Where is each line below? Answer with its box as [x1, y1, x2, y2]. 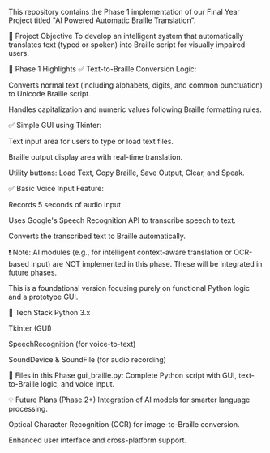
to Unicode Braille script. [8, 89, 91, 98]
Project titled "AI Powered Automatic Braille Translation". [8, 15, 196, 25]
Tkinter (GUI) [8, 323, 53, 333]
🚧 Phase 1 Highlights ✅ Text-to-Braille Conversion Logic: [8, 64, 197, 74]
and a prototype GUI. [8, 292, 79, 301]
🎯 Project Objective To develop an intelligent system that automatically [8, 32, 244, 41]
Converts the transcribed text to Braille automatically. [8, 231, 186, 241]
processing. [8, 404, 49, 413]
